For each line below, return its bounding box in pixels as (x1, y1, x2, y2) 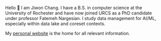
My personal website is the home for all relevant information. (5, 30, 130, 36)
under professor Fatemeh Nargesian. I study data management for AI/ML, (5, 15, 156, 21)
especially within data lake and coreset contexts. (5, 20, 106, 26)
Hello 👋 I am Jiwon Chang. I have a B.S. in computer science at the (5, 5, 142, 10)
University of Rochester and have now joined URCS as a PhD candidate (5, 10, 152, 16)
